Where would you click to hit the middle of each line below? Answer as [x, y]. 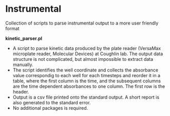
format [12, 28]
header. [21, 91]
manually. [23, 64]
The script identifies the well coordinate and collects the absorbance [85, 70]
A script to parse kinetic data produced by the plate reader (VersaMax [87, 48]
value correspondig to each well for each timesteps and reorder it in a [87, 75]
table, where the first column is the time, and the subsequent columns [87, 81]
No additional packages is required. [50, 108]
